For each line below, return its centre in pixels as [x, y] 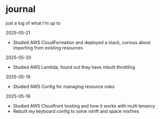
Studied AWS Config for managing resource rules [64, 86]
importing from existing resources [48, 47]
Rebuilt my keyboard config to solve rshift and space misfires [76, 111]
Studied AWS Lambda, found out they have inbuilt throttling [74, 67]
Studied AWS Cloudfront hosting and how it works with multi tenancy [84, 105]
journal [21, 9]
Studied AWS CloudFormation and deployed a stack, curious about [81, 42]
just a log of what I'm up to [33, 23]
